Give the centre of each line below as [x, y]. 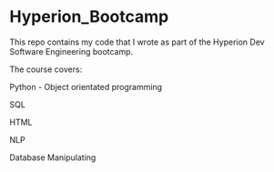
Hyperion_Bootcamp [89, 17]
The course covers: [46, 69]
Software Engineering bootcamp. [71, 51]
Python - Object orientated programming [86, 86]
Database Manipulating [53, 157]
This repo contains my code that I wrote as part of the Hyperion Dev [137, 42]
